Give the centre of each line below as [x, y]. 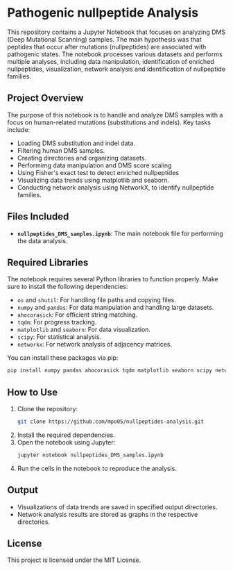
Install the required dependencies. [66, 435]
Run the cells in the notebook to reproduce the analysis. [97, 468]
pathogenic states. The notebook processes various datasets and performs [115, 54]
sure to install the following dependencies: [68, 287]
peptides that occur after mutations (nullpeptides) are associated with [107, 47]
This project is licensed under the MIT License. [74, 560]
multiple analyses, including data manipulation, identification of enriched [111, 61]
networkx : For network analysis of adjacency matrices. [94, 345]
